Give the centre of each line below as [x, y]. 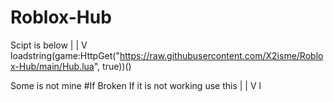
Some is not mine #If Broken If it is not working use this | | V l [136, 85]
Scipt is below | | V [49, 45]
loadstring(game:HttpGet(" [65, 55]
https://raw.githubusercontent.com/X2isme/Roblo [221, 55]
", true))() [112, 66]
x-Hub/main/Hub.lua [52, 66]
